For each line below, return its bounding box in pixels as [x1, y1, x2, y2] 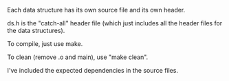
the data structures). [7, 27, 65, 34]
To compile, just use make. [7, 40, 83, 47]
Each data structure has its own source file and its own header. [7, 6, 186, 14]
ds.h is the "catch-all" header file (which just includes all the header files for [7, 19, 223, 27]
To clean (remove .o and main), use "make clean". [7, 53, 149, 61]
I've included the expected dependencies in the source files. [7, 67, 179, 74]
